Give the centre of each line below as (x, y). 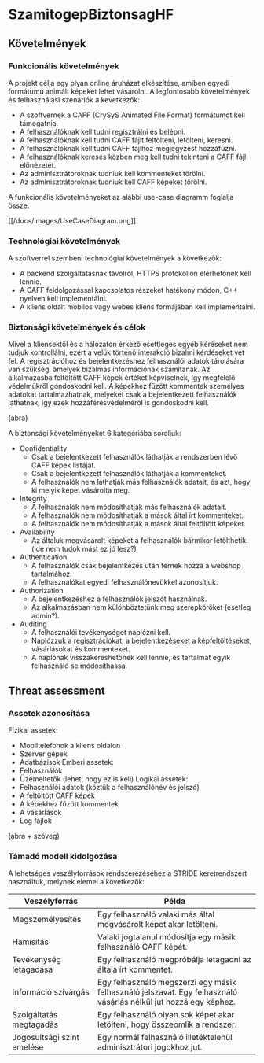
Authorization (42, 591)
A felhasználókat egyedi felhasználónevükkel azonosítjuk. (125, 582)
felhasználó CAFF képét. (142, 947)
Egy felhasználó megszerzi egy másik (167, 983)
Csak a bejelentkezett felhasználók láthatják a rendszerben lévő (134, 457)
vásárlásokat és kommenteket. (81, 649)
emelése (28, 1047)
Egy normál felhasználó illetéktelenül (165, 1038)
